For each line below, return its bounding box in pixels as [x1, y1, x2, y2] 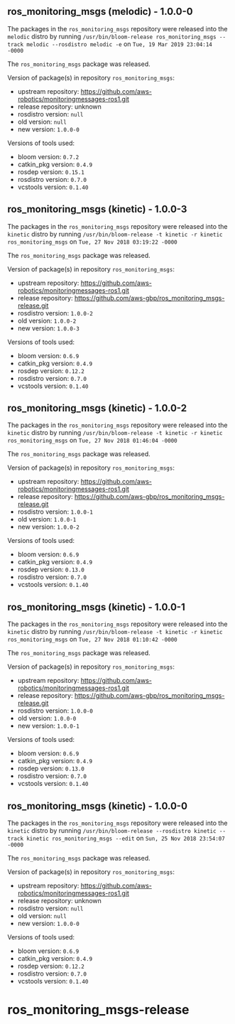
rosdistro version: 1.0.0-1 [17, 507, 94, 516]
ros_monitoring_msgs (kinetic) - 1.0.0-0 [7, 799, 188, 812]
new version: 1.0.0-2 [17, 522, 80, 532]
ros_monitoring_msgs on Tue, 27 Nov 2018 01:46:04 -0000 [7, 436, 177, 445]
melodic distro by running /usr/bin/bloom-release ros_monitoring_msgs [7, 32, 217, 41]
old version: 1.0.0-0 [17, 714, 77, 723]
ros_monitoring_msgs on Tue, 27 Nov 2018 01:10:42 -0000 [7, 635, 177, 644]
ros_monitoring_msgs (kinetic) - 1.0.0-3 [7, 203, 187, 215]
